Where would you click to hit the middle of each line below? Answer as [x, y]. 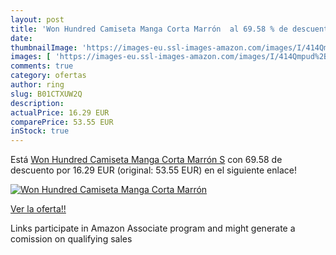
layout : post [37, 19]
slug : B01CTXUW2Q [46, 94]
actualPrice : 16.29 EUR [60, 112]
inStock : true [40, 131]
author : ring [37, 85]
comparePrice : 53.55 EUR [62, 122]
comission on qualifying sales [71, 239]
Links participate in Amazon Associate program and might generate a [153, 228]
